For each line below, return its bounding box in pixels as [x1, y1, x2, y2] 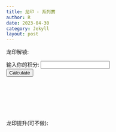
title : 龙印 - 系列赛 [6, 8, 56, 15]
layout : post [6, 31, 39, 37]
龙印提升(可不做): [6, 119, 49, 127]
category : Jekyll [6, 25, 50, 32]
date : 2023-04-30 [6, 20, 50, 26]
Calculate [9, 70, 30, 76]
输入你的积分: [6, 61, 40, 68]
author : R [6, 14, 31, 20]
